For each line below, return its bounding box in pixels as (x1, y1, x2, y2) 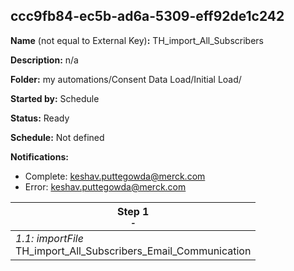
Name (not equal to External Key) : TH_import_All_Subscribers (10, 34, 264, 46)
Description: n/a (10, 54, 79, 66)
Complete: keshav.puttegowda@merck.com (24, 170, 206, 182)
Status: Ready (10, 112, 70, 124)
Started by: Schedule (10, 92, 100, 104)
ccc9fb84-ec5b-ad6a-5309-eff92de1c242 (10, 8, 285, 25)
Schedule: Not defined (10, 131, 105, 143)
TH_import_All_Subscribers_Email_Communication (15, 244, 252, 258)
